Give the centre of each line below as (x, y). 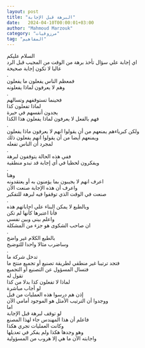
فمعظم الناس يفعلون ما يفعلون (41, 81)
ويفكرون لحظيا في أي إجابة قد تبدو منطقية (53, 162)
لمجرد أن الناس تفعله (30, 144)
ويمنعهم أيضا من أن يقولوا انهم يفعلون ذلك (53, 137)
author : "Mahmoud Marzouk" (40, 28)
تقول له (15, 276)
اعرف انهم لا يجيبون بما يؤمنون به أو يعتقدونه (55, 181)
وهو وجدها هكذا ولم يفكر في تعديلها (45, 332)
